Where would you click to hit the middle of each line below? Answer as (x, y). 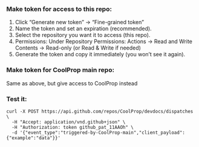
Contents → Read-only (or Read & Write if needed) (78, 48)
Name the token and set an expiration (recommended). (83, 28)
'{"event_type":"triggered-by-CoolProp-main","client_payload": (103, 132)
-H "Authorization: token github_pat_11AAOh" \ (73, 127)
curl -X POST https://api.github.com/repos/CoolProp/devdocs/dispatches (100, 111)
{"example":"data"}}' (34, 138)
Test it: (17, 99)
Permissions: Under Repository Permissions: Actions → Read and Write (103, 42)
